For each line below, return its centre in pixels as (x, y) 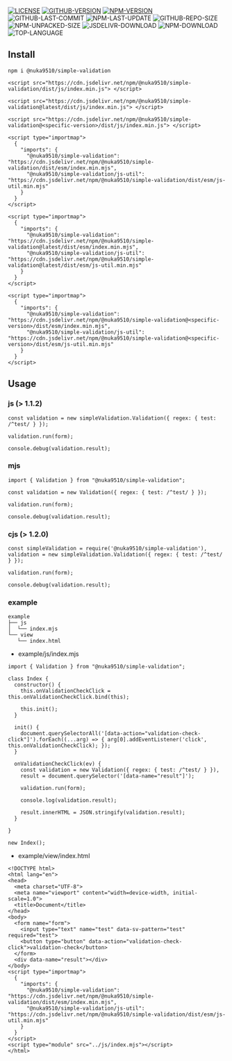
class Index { (28, 679)
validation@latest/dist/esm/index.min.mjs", (73, 247)
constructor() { (38, 685)
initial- (185, 893)
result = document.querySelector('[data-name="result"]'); (108, 776)
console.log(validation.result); (69, 800)
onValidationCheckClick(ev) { (58, 764)
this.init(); (39, 709)
